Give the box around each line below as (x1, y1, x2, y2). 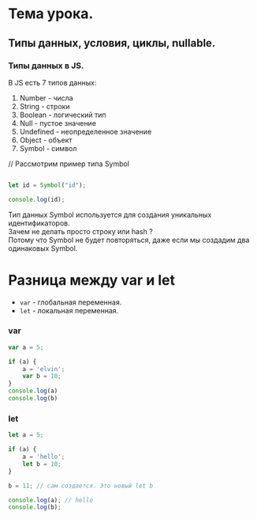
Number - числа (19, 93, 73, 103)
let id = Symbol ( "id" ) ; (8, 181, 87, 189)
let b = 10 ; (22, 460, 61, 468)
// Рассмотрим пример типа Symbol (8, 159, 130, 169)
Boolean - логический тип (19, 110, 106, 119)
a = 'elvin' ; (22, 365, 65, 373)
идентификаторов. (8, 218, 71, 228)
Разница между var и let (8, 271, 176, 289)
